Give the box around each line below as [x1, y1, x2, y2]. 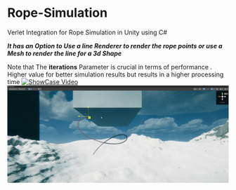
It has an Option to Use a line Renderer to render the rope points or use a [7, 41, 223, 50]
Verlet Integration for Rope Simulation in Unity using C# [7, 28, 167, 36]
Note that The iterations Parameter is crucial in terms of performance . [7, 62, 213, 71]
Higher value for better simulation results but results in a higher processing [7, 70, 224, 79]
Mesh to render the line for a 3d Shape [7, 49, 122, 57]
